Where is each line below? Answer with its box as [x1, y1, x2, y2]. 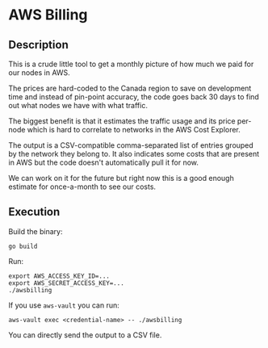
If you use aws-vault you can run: [8, 300, 119, 310]
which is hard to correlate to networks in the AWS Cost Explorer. [27, 125, 241, 134]
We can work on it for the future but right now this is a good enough [8, 174, 234, 182]
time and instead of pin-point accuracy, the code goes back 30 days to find [8, 92, 260, 102]
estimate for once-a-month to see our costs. [8, 182, 156, 191]
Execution [8, 205, 61, 219]
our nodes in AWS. [8, 68, 70, 78]
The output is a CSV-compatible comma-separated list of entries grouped [8, 140, 254, 150]
